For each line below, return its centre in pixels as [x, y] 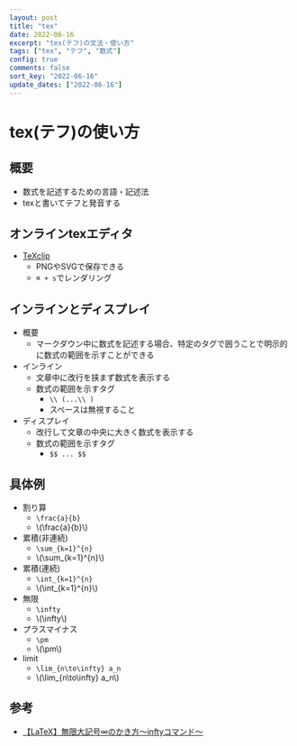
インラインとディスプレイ [80, 309]
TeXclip [36, 256]
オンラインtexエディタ [71, 234]
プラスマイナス [50, 629]
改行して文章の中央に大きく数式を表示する [115, 432]
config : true [34, 59]
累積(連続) [41, 569]
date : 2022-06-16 [42, 34]
